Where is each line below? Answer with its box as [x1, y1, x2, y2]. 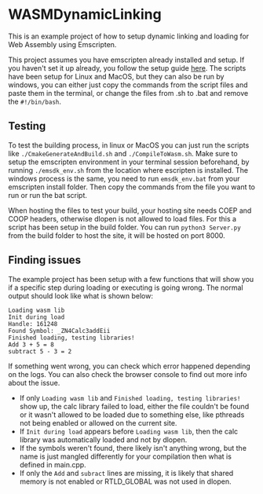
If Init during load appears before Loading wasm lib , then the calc [19, 426, 239, 436]
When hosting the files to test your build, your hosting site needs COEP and [8, 206, 252, 215]
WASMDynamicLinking [8, 5, 163, 24]
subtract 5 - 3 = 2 [8, 347, 72, 355]
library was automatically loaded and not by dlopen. [19, 434, 188, 445]
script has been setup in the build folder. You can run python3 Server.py [8, 222, 241, 232]
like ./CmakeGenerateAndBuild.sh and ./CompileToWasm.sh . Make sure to [8, 148, 238, 158]
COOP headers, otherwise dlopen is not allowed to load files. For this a [8, 214, 237, 223]
